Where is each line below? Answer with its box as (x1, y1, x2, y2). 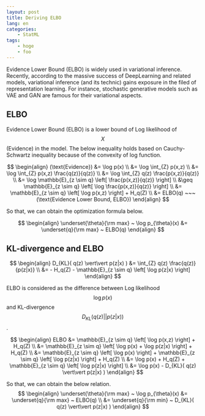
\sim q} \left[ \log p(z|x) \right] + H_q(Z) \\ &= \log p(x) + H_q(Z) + (20, 355, 185, 363)
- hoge (17, 43, 34, 50)
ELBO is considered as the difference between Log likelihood (6, 284, 160, 292)
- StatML (17, 32, 40, 38)
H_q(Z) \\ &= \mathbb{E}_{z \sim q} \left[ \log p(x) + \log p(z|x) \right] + (13, 343, 193, 350)
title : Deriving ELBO (6, 15, 62, 21)
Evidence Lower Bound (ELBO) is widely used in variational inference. (6, 65, 182, 73)
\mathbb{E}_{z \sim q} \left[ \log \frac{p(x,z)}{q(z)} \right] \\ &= (23, 182, 182, 190)
